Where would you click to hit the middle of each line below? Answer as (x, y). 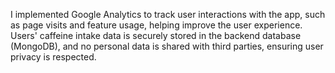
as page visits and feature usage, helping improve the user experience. (156, 25)
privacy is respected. (53, 57)
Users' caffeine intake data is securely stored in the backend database (156, 35)
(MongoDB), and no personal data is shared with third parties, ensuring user (167, 46)
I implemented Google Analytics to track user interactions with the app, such (168, 14)
